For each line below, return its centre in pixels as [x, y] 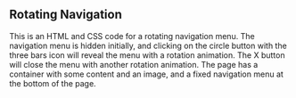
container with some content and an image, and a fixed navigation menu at [146, 74]
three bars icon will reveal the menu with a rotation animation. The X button [147, 55]
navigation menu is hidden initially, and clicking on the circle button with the [148, 45]
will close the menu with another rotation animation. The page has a [134, 64]
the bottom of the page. [53, 83]
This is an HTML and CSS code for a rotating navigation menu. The [132, 36]
